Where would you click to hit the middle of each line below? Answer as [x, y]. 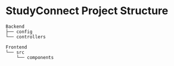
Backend [15, 27]
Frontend [16, 47]
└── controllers [26, 37]
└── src [15, 52]
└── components [35, 57]
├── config [19, 32]
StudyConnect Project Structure [87, 11]
